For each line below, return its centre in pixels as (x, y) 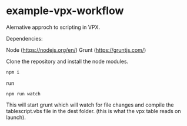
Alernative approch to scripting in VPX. (53, 27)
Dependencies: (24, 38)
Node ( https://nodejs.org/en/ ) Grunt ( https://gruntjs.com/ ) (76, 50)
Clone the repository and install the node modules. (67, 61)
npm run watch (24, 94)
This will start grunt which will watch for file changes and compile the (90, 105)
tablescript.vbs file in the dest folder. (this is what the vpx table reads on (93, 111)
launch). (16, 117)
